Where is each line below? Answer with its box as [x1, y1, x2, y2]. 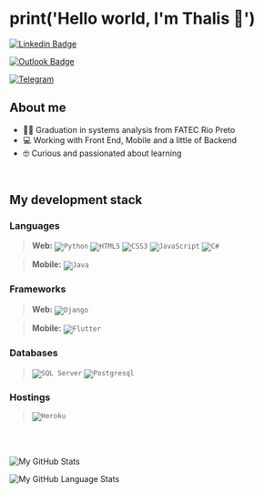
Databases [9, 346, 58, 359]
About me [9, 100, 66, 116]
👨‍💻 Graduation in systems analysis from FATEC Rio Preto [22, 124, 236, 135]
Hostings [9, 391, 51, 404]
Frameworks [9, 282, 66, 295]
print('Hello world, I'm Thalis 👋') [9, 8, 256, 29]
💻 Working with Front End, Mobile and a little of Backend [22, 134, 238, 145]
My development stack [9, 192, 143, 208]
